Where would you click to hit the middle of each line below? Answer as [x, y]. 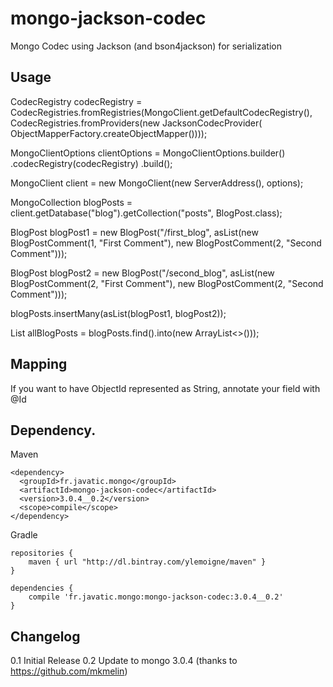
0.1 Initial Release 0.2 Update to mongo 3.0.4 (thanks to [124, 661]
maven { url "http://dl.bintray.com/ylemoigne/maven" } [147, 562]
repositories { [42, 553]
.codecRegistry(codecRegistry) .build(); [91, 163]
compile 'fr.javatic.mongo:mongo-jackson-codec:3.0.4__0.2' [156, 597]
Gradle [24, 535]
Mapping [39, 364]
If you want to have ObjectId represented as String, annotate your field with [165, 388]
